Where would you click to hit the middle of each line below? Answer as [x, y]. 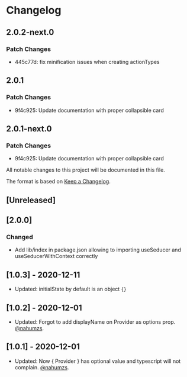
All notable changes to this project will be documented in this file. [86, 170]
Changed [20, 237]
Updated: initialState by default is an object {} [70, 289]
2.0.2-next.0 [30, 32]
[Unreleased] [31, 200]
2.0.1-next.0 [29, 129]
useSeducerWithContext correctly [56, 256]
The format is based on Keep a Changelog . [58, 182]
